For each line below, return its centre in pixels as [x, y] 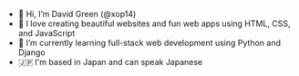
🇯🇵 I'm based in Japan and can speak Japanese [110, 62]
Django [31, 52]
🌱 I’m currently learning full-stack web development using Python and [149, 43]
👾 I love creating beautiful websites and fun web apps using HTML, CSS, [154, 24]
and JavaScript [46, 33]
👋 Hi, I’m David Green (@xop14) [77, 14]
